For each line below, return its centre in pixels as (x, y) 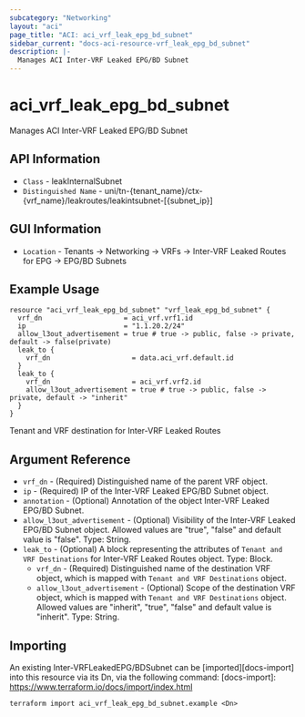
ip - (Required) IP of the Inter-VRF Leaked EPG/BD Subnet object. (145, 491)
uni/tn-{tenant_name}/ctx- (153, 190)
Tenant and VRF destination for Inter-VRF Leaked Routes (115, 431)
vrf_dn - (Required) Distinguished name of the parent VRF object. (145, 481)
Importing (38, 645)
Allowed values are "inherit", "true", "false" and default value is (154, 608)
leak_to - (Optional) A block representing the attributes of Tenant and (152, 549)
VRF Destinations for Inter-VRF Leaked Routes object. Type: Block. (147, 559)
